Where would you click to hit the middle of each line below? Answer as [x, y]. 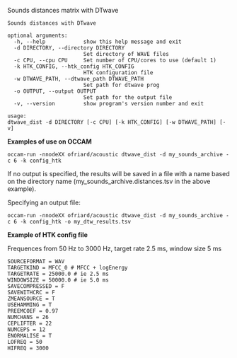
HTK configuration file [118, 73]
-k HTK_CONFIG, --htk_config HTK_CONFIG [74, 67]
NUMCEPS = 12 [27, 330]
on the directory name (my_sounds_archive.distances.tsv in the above [109, 181]
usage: [17, 116]
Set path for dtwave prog [121, 85]
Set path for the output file [128, 98]
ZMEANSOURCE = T [31, 299]
